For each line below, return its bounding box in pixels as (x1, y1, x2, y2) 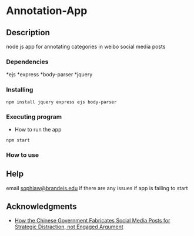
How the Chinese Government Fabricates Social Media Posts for (14, 217, 170, 224)
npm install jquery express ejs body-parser (6, 99, 117, 105)
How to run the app (14, 126, 62, 133)
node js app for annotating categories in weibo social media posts (6, 43, 166, 50)
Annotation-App (6, 4, 88, 18)
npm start (6, 137, 31, 143)
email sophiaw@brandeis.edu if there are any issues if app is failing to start (6, 184, 188, 191)
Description (6, 28, 50, 38)
